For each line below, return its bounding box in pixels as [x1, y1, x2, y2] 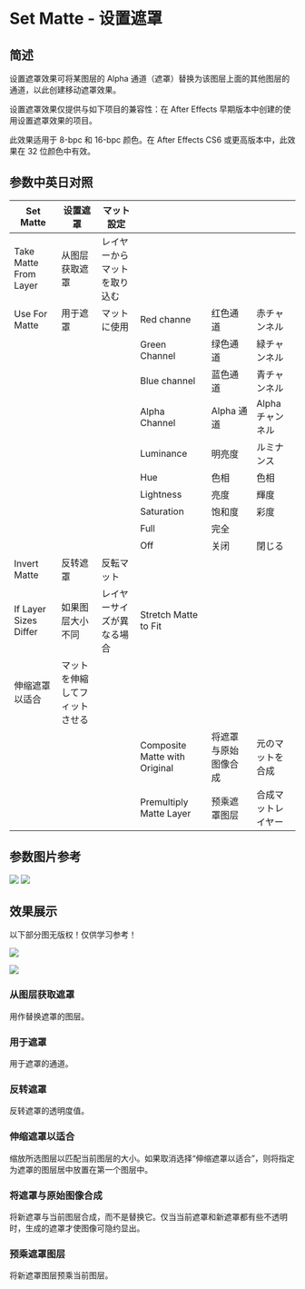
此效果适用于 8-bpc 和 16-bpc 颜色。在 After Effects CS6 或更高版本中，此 [9, 134, 288, 145]
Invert [14, 557, 39, 570]
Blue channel [140, 374, 196, 387]
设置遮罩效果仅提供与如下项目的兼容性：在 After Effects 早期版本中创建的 [9, 104, 283, 114]
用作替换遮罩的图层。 [9, 1010, 89, 1022]
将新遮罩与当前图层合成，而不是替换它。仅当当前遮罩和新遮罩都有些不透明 [9, 1211, 288, 1222]
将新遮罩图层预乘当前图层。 [9, 1270, 113, 1281]
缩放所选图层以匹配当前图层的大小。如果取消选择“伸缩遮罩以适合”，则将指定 [9, 1153, 295, 1164]
